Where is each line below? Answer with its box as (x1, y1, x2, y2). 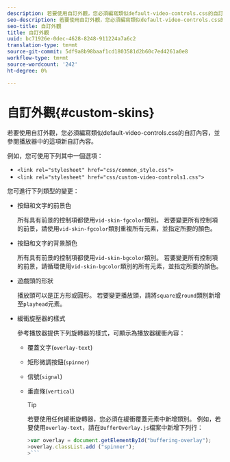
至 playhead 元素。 (16, 300, 66, 308)
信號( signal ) (27, 372, 63, 381)
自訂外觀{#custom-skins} (7, 105, 155, 120)
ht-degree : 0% (7, 67, 48, 74)
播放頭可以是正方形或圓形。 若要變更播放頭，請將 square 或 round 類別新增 (16, 292, 221, 300)
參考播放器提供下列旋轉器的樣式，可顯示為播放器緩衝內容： (16, 329, 186, 337)
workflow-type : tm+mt (7, 55, 69, 62)
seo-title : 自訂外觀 (7, 23, 62, 29)
